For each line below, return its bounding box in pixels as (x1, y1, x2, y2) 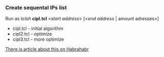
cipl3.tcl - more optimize (12, 36, 64, 42)
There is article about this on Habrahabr (5, 46, 89, 52)
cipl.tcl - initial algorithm (12, 25, 64, 32)
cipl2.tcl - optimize (12, 31, 52, 37)
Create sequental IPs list (5, 4, 67, 11)
